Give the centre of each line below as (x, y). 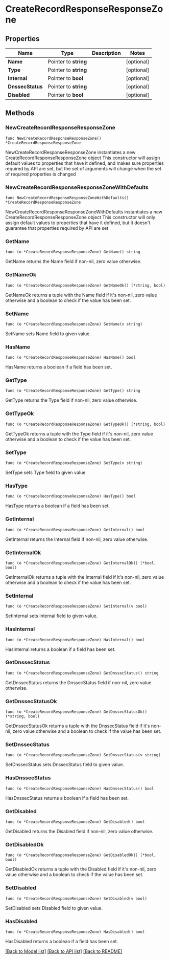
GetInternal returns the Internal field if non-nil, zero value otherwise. (77, 539)
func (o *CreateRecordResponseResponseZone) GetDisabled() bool (75, 822)
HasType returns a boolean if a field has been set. (58, 506)
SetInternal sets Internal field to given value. (52, 616)
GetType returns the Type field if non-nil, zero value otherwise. (71, 400)
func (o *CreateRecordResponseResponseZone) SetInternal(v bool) (76, 606)
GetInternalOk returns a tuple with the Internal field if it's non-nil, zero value (85, 577)
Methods (20, 113)
